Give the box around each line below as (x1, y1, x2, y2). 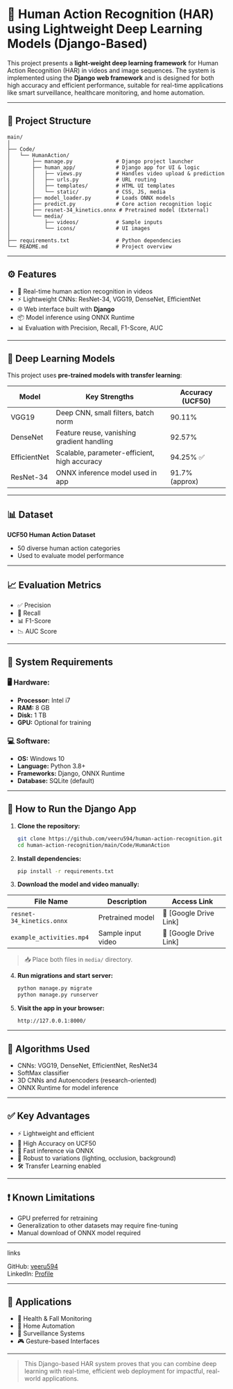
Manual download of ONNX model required (17, 1228, 141, 1237)
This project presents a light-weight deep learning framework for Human (7, 58, 218, 67)
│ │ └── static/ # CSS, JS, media (7, 188, 166, 195)
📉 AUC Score (17, 627, 58, 635)
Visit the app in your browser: (17, 1004, 105, 1013)
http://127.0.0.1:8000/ (17, 1018, 87, 1025)
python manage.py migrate (17, 985, 92, 992)
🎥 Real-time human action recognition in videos (17, 287, 153, 295)
